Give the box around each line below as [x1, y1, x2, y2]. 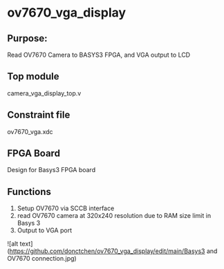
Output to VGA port [17, 226, 73, 234]
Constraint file [7, 109, 71, 121]
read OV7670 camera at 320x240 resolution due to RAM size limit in [17, 212, 212, 220]
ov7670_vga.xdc [7, 127, 53, 136]
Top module [7, 71, 60, 82]
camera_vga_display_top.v [7, 89, 82, 98]
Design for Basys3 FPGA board [7, 166, 95, 174]
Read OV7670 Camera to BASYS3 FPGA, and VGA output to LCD [7, 50, 191, 59]
